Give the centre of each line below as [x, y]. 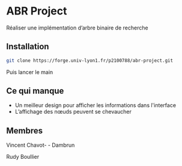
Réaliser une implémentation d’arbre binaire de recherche [77, 28]
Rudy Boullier [23, 157]
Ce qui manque [35, 91]
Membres [25, 131]
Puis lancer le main [30, 72]
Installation [28, 47]
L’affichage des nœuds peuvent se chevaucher [73, 112]
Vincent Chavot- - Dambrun [41, 145]
